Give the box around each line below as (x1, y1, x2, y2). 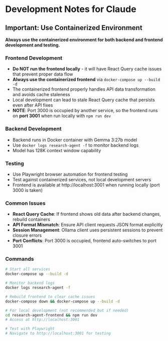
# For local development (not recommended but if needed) (5, 308, 129, 313)
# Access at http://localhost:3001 (5, 317, 80, 322)
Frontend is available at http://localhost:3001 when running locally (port (12, 182, 160, 188)
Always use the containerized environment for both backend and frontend (5, 37, 163, 43)
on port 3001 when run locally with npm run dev (12, 113, 111, 119)
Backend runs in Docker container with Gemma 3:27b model (12, 137, 137, 143)
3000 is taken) (12, 187, 43, 193)
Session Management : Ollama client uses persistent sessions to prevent (12, 227, 163, 233)
